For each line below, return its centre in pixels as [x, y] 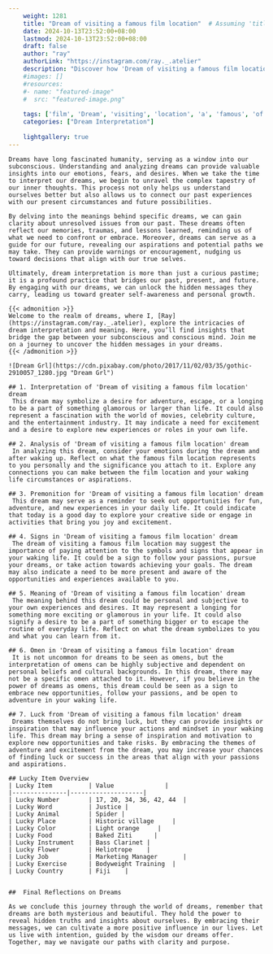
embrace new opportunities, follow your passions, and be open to [123, 693]
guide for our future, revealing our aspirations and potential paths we [136, 245]
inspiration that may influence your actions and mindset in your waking [136, 729]
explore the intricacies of [197, 323]
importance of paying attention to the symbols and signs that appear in [136, 551]
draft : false [45, 46]
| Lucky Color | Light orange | [85, 828]
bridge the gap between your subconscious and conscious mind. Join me [132, 337]
